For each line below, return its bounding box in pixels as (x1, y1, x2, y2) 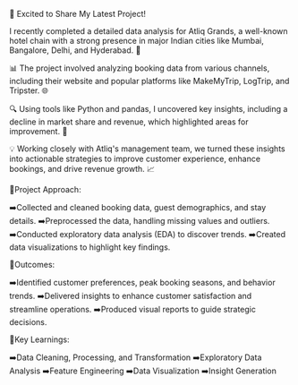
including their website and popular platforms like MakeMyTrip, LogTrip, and (9, 76, 290, 86)
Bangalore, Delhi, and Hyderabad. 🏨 (9, 45, 141, 56)
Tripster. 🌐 (9, 85, 49, 96)
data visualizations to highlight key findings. (9, 242, 171, 252)
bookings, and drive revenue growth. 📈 (9, 164, 155, 174)
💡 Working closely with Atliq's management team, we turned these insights (9, 143, 285, 154)
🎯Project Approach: (9, 184, 82, 194)
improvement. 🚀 (9, 126, 68, 136)
